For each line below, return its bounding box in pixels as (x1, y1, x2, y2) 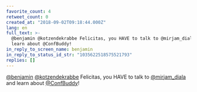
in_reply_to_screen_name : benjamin (6, 47, 93, 52)
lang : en (6, 24, 28, 31)
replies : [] (6, 57, 35, 63)
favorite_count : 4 (6, 8, 51, 15)
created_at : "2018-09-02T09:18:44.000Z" (6, 19, 107, 25)
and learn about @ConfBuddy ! (6, 79, 80, 86)
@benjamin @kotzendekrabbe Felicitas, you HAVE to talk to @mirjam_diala (6, 73, 186, 80)
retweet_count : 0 (6, 14, 49, 20)
